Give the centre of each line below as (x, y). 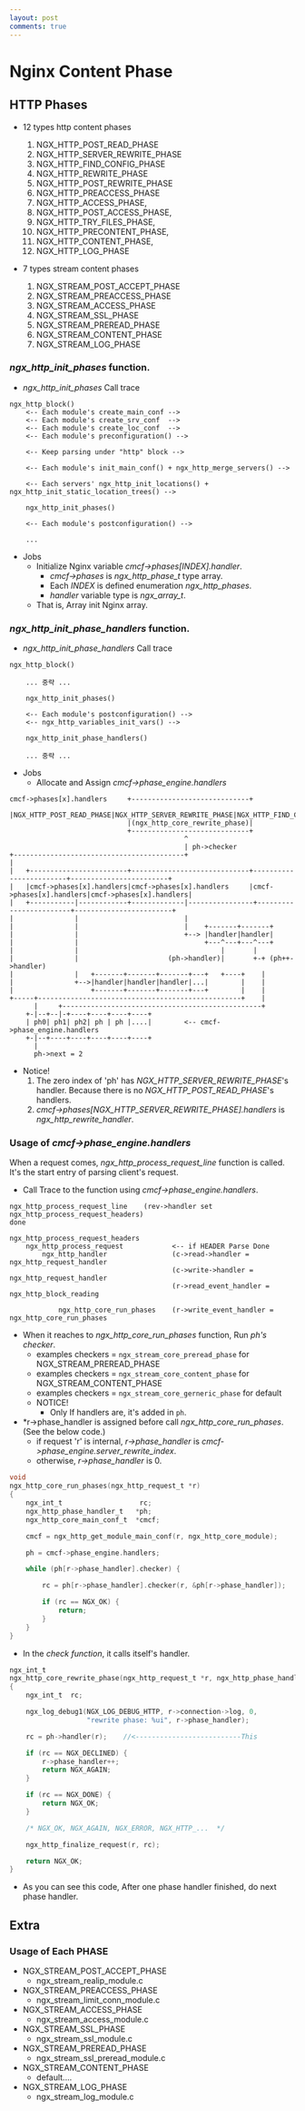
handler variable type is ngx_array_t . (118, 595)
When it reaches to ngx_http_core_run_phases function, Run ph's (145, 1335)
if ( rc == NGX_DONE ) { (69, 1795)
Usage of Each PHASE (59, 1951)
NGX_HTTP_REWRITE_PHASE (92, 173)
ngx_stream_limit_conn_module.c (98, 2000)
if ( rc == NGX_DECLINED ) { (77, 1753)
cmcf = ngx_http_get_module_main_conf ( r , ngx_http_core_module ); (152, 1536)
